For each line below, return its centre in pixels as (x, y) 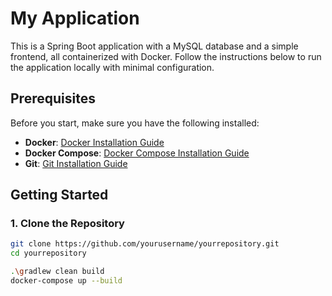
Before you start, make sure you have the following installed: (135, 123)
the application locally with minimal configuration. (112, 67)
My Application (75, 18)
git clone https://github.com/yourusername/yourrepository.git (145, 244)
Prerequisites (53, 98)
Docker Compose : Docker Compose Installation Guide (137, 153)
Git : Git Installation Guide (76, 163)
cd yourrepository (48, 253)
